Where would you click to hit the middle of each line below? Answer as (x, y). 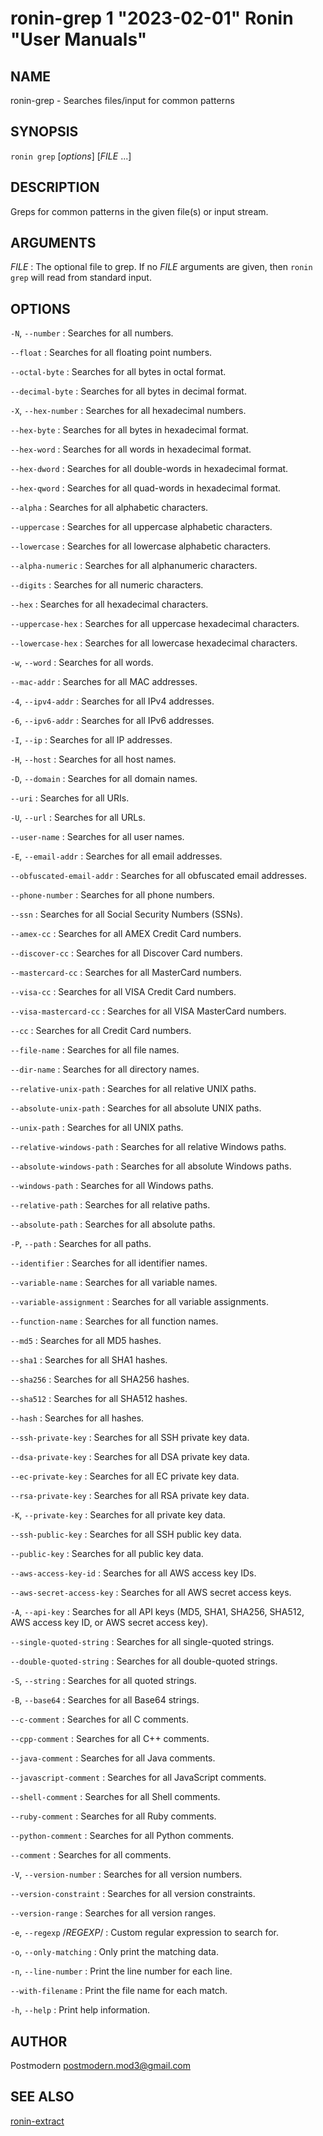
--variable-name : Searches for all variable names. (114, 1283)
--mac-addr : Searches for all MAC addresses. (104, 682)
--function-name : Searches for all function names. (114, 1321)
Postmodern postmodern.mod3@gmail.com (101, 2066)
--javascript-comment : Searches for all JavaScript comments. (138, 1778)
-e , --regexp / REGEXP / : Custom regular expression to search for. (144, 1933)
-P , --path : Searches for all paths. (81, 1244)
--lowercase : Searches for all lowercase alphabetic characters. (141, 546)
